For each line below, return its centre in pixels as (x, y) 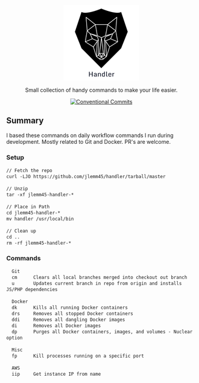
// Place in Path (28, 207)
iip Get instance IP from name (56, 374)
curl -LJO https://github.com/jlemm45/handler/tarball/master (86, 177)
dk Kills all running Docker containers (70, 308)
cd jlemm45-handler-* (33, 213)
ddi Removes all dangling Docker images (68, 320)
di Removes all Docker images (56, 326)
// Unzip (17, 189)
